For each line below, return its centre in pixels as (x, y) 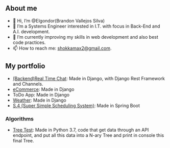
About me (21, 8)
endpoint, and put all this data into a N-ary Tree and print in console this (88, 135)
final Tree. (23, 140)
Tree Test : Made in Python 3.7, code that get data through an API (81, 130)
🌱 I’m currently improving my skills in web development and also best (85, 37)
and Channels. (28, 84)
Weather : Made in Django (39, 100)
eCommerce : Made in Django (43, 89)
